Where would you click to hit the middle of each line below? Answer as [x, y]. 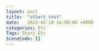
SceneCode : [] [24, 39]
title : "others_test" [34, 17]
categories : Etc [26, 28]
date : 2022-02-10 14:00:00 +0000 [50, 22]
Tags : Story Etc [26, 33]
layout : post [22, 11]
